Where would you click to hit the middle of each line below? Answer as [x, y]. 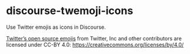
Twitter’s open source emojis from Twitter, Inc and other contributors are [94, 38]
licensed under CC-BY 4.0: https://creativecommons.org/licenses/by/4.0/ [95, 45]
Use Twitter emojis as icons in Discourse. [56, 27]
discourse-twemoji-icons [70, 11]
